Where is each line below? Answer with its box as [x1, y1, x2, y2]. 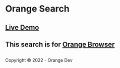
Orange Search [5, 3, 70, 15]
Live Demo [5, 23, 39, 32]
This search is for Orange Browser [5, 40, 115, 48]
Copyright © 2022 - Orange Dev [5, 57, 73, 63]
